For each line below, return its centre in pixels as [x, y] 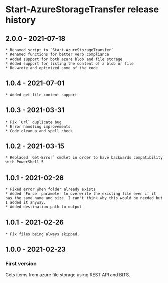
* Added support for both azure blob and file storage [64, 59]
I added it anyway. [26, 203]
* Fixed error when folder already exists [50, 189]
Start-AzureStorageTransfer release [82, 9]
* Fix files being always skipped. [43, 234]
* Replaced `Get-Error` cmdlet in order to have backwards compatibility [84, 158]
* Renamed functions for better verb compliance [57, 54]
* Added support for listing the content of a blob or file [70, 64]
